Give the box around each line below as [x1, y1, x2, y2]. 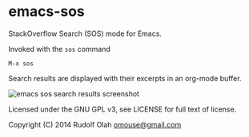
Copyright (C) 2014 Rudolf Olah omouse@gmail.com [8, 119, 182, 129]
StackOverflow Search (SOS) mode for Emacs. [8, 29, 163, 38]
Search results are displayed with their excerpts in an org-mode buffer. [8, 73, 242, 83]
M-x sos [8, 59, 34, 68]
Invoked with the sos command [8, 44, 110, 53]
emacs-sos [8, 2, 86, 21]
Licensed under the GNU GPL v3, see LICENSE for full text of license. [8, 104, 237, 114]
